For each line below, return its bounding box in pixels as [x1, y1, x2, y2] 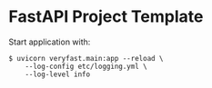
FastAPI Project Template [8, 6, 204, 27]
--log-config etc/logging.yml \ [25, 62, 147, 71]
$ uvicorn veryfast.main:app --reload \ [8, 54, 165, 63]
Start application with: [8, 36, 91, 47]
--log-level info [25, 70, 91, 79]
